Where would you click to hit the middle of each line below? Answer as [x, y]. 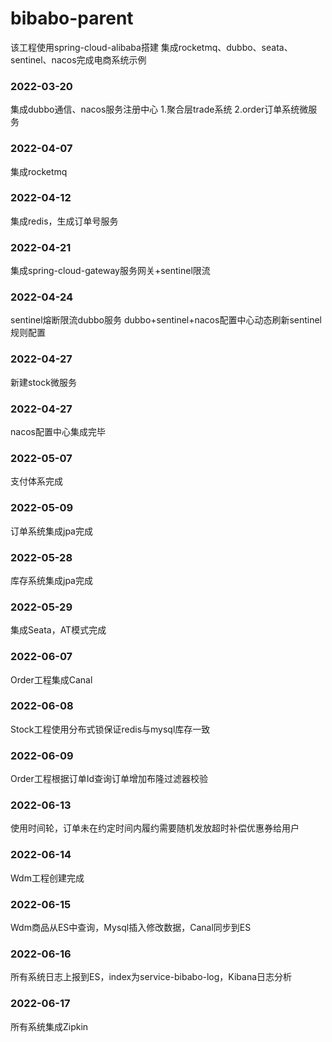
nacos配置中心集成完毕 [58, 432]
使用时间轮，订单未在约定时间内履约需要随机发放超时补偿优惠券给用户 [155, 828]
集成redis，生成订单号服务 [64, 221]
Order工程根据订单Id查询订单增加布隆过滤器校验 [109, 779]
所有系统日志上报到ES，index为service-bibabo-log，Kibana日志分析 [151, 977]
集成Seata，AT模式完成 [58, 630]
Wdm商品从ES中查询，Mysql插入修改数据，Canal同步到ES [131, 927]
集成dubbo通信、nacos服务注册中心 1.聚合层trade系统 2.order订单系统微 [159, 109]
